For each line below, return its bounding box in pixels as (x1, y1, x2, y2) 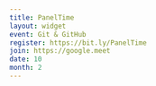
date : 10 (9, 55, 42, 64)
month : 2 (9, 64, 42, 73)
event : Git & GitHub (9, 30, 87, 39)
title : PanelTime (9, 13, 75, 22)
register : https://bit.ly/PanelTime (9, 38, 147, 47)
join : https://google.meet (9, 47, 111, 56)
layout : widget (9, 21, 67, 30)
